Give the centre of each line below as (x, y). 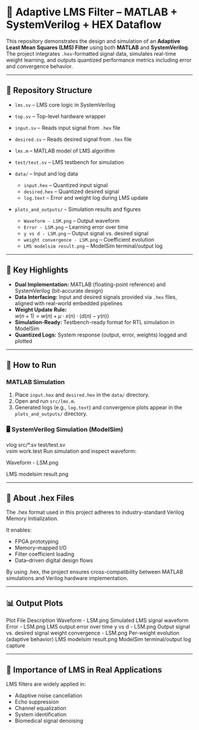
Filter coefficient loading (44, 554)
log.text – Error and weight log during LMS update (86, 197)
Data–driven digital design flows (54, 561)
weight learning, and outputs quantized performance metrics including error (99, 60)
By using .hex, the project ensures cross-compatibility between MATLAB (95, 572)
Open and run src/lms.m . (45, 401)
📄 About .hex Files (40, 498)
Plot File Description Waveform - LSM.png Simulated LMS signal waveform (97, 620)
